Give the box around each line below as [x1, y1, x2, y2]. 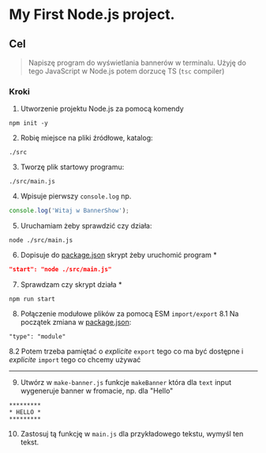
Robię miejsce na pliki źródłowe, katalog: [20, 133, 153, 143]
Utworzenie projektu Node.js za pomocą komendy [20, 104, 184, 114]
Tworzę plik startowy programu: [20, 162, 125, 172]
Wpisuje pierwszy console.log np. [20, 191, 132, 201]
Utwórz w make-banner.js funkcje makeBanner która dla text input [20, 378, 232, 387]
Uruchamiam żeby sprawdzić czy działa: [20, 221, 152, 231]
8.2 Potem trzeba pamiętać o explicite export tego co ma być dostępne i [9, 346, 244, 357]
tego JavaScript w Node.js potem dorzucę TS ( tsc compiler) [28, 66, 225, 76]
